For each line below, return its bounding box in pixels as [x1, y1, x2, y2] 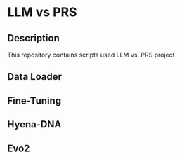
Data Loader [7, 71, 62, 83]
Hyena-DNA [7, 118, 62, 130]
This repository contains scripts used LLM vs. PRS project [7, 50, 175, 59]
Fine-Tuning [7, 95, 62, 106]
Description [7, 32, 60, 44]
